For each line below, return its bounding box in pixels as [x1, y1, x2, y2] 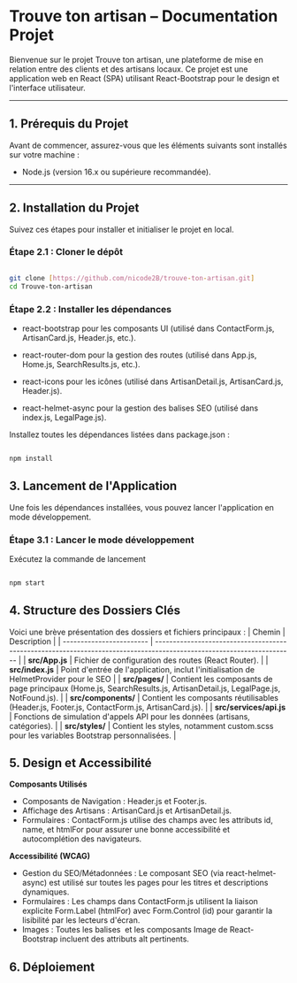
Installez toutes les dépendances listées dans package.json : [9, 429, 230, 440]
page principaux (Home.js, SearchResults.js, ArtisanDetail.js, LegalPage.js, [9, 683, 281, 694]
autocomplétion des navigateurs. [21, 833, 142, 844]
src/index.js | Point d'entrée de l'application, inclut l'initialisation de [9, 664, 255, 674]
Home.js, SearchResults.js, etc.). [21, 358, 141, 369]
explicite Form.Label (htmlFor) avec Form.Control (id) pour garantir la [21, 905, 273, 917]
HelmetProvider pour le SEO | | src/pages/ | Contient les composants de [9, 673, 273, 684]
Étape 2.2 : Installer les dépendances [9, 303, 172, 315]
